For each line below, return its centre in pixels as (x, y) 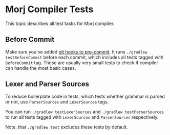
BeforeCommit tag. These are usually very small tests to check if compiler (82, 63)
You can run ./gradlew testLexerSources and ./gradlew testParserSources (85, 112)
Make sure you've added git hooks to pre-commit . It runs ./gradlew (76, 51)
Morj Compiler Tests (49, 9)
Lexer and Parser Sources (47, 84)
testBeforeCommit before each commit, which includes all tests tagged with (84, 57)
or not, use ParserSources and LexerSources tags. (57, 102)
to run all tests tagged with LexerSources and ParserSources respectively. (82, 117)
